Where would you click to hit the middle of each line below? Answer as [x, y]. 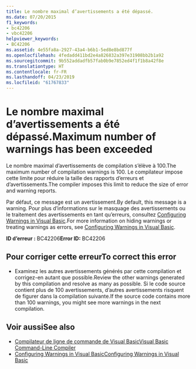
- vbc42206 [19, 34]
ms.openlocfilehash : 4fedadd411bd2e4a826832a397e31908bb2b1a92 [85, 55]
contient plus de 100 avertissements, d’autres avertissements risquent [99, 290]
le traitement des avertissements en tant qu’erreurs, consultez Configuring [96, 214]
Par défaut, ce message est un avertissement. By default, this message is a [96, 202]
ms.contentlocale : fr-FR [36, 72]
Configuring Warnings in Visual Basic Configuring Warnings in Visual [97, 354]
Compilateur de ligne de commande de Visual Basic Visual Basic [92, 341]
